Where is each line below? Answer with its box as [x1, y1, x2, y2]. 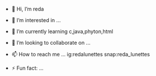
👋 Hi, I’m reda [11, 6, 44, 12]
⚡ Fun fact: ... [11, 64, 44, 71]
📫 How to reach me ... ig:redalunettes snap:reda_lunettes [11, 51, 150, 57]
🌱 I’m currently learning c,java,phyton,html [11, 28, 114, 35]
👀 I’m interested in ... [11, 17, 61, 23]
